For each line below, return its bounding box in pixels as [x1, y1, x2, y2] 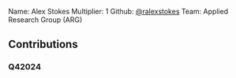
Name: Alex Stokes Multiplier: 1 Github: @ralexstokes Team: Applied [8, 7, 229, 16]
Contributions [8, 38, 78, 51]
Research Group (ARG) [8, 15, 83, 24]
